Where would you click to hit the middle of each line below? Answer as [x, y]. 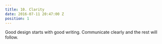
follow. [12, 37]
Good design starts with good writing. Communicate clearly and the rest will [81, 32]
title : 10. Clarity [25, 9]
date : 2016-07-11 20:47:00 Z [35, 14]
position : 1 [17, 18]
